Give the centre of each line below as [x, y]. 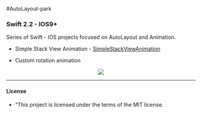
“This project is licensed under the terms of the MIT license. [89, 104]
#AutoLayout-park [29, 9]
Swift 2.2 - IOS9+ [32, 24]
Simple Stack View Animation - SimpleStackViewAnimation [87, 49]
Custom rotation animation [48, 61]
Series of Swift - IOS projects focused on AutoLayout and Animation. [91, 37]
